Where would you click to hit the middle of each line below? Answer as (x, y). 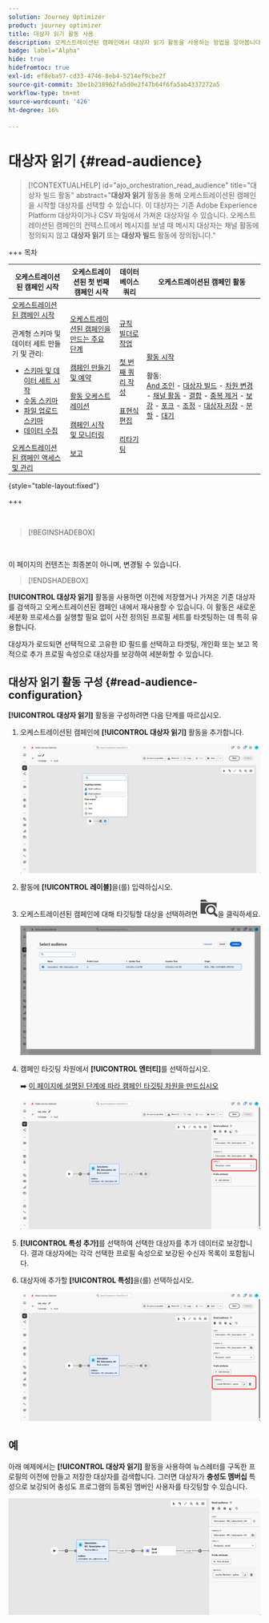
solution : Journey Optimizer (57, 17)
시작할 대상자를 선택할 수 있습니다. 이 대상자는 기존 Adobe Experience (147, 205)
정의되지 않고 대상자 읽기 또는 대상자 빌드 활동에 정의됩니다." (122, 236)
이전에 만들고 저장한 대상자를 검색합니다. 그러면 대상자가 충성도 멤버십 (138, 1476)
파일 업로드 (41, 410)
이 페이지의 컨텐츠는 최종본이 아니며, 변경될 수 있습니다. (95, 564)
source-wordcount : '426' (50, 101)
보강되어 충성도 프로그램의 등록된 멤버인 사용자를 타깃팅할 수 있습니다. (139, 1486)
